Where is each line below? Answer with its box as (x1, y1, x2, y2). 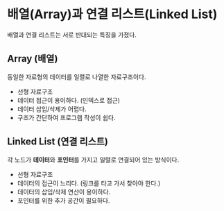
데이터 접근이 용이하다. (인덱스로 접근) (17, 96, 120, 104)
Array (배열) (7, 53, 58, 65)
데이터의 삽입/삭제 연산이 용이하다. (17, 187, 111, 196)
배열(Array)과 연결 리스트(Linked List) (7, 6, 218, 22)
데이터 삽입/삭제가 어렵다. (17, 105, 87, 113)
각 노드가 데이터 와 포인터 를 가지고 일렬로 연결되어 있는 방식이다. (7, 155, 180, 164)
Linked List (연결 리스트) (7, 136, 109, 148)
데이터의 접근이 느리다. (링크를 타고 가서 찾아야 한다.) (17, 178, 161, 187)
